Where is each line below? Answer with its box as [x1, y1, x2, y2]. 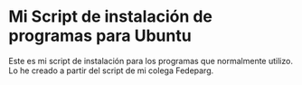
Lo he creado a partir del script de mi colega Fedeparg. [8, 65, 214, 76]
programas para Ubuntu [8, 25, 192, 46]
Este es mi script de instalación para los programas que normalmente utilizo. [8, 55, 293, 66]
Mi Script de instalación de [8, 6, 213, 27]
